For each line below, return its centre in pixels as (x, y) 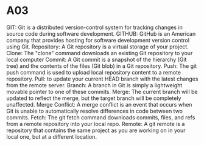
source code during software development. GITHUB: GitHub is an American (101, 33)
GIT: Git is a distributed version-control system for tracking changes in (94, 27)
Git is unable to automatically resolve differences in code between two (94, 111)
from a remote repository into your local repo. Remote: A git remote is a (96, 124)
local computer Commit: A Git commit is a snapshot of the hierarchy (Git (97, 59)
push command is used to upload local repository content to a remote (94, 72)
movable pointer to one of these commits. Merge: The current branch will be (102, 91)
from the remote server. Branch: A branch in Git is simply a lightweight (94, 85)
